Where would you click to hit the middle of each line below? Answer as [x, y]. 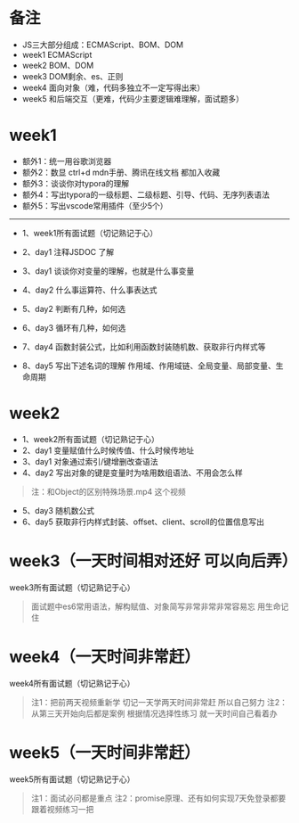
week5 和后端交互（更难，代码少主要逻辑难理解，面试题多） [133, 98]
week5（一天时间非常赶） [105, 752]
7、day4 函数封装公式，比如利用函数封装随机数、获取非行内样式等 [144, 346]
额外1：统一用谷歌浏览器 [67, 160]
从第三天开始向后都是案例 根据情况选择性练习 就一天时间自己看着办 [154, 713]
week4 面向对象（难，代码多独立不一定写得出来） [113, 87]
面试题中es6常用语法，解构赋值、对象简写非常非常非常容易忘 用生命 [156, 606]
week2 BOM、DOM [58, 65]
